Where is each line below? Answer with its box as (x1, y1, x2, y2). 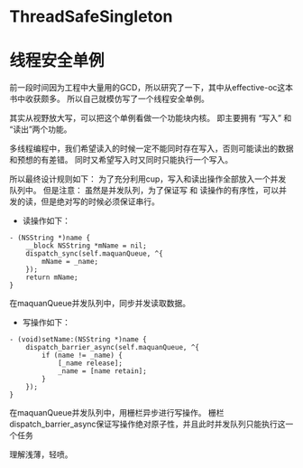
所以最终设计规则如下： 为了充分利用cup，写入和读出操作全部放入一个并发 (9, 173, 287, 184)
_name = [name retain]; (57, 367, 147, 376)
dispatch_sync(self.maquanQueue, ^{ (25, 249, 164, 258)
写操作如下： (22, 317, 70, 328)
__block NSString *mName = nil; (25, 241, 147, 250)
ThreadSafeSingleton (9, 6, 173, 27)
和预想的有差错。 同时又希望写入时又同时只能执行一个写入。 (9, 154, 233, 165)
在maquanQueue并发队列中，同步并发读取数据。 (9, 298, 191, 309)
